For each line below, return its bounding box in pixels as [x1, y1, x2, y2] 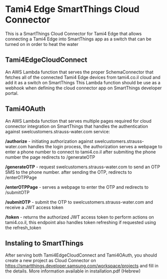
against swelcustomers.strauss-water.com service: [5, 128, 110, 134]
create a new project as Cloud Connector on [5, 258, 96, 264]
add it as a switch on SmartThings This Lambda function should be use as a [5, 79, 161, 85]
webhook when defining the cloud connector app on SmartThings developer [5, 85, 162, 91]
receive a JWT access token [5, 204, 64, 210]
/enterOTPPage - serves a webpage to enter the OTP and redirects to [5, 184, 149, 190]
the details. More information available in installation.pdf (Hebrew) [5, 268, 141, 274]
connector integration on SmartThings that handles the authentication [5, 123, 148, 129]
